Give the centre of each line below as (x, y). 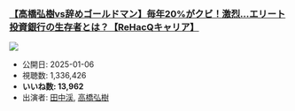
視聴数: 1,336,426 (54, 76)
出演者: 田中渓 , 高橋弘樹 (65, 98)
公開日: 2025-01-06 (58, 64)
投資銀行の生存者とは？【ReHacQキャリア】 (104, 26)
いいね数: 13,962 (53, 86)
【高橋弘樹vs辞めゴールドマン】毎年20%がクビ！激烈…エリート (147, 13)
